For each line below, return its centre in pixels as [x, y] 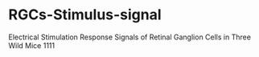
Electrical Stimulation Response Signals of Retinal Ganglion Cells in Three [130, 37]
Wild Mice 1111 [31, 45]
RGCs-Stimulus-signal [85, 15]
